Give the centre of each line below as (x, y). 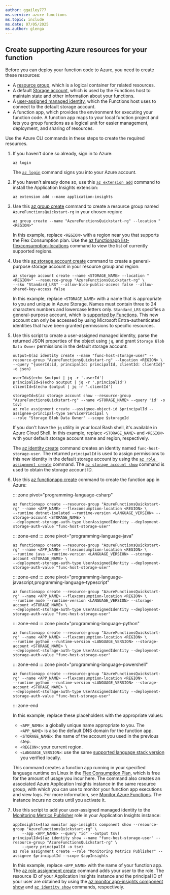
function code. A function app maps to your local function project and (86, 117)
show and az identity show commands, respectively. (68, 887)
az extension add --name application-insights (63, 197)
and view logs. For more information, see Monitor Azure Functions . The (87, 794)
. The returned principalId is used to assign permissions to (102, 453)
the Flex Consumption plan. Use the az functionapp (66, 240)
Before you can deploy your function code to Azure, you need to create (80, 70)
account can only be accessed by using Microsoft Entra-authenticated (86, 320)
